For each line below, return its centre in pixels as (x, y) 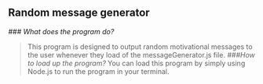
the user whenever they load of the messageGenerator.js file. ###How (141, 54)
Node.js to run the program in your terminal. (99, 71)
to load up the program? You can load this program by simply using (136, 63)
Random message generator (79, 13)
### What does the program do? (61, 31)
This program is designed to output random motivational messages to (140, 47)
